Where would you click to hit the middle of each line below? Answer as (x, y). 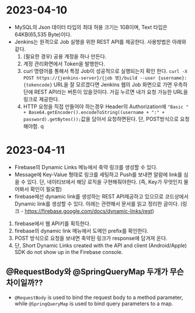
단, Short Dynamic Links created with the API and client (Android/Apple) (101, 245)
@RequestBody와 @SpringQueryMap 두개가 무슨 (95, 272)
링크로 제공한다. (41, 99)
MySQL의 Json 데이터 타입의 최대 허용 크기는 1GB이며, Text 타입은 (91, 27)
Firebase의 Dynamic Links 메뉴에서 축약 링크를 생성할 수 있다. (86, 167)
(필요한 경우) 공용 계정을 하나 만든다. (65, 56)
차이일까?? (25, 283)
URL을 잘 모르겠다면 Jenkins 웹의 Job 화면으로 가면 (113, 84)
